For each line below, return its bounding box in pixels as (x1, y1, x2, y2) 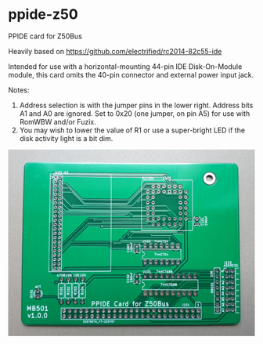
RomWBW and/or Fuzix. (19, 117, 96, 126)
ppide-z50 (8, 5, 78, 24)
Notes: (8, 85, 30, 95)
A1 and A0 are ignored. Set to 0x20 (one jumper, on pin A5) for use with (19, 108, 250, 118)
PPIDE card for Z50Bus (8, 31, 82, 41)
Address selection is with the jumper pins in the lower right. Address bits (19, 100, 254, 110)
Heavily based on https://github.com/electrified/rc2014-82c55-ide (8, 46, 222, 56)
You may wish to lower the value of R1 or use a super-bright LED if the (19, 125, 245, 135)
